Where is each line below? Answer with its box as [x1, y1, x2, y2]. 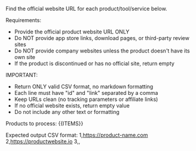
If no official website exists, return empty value [14, 102, 130, 109]
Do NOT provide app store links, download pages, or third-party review [14, 35, 189, 41]
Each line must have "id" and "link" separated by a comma [14, 90, 158, 96]
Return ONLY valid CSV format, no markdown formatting [14, 83, 154, 90]
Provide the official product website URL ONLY [14, 28, 130, 35]
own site [14, 54, 35, 60]
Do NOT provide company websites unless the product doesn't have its [14, 47, 190, 54]
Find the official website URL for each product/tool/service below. [5, 5, 168, 12]
